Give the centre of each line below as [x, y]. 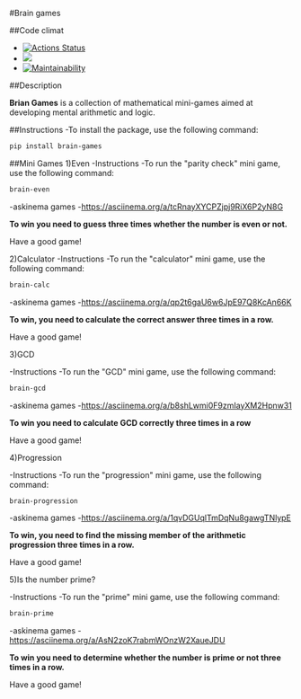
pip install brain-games [56, 146]
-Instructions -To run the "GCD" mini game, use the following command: [143, 371]
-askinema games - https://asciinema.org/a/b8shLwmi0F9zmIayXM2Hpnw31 [150, 405]
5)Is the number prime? [53, 580]
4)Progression [36, 457]
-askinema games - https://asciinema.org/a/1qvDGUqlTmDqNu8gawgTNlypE [150, 518]
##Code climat [37, 30]
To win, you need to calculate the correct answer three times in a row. [142, 319]
